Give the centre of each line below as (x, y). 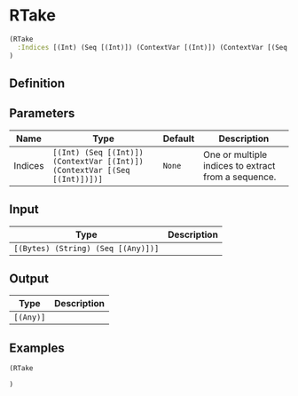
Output (29, 278)
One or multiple (235, 154)
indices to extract (239, 165)
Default (179, 139)
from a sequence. (239, 177)
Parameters (42, 113)
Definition (37, 83)
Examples (37, 348)
